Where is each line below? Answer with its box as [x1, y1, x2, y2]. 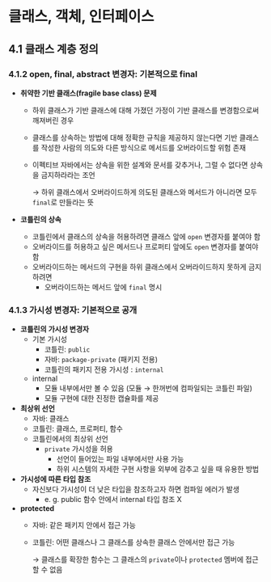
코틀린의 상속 [19, 214, 62, 224]
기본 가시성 [32, 335, 67, 344]
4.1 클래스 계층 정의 [8, 42, 99, 56]
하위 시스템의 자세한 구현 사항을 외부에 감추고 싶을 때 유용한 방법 [56, 464, 260, 474]
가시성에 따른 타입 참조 [19, 474, 91, 484]
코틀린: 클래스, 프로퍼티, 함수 [32, 424, 124, 433]
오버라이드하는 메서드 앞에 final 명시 [44, 282, 163, 292]
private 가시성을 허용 [44, 444, 113, 453]
